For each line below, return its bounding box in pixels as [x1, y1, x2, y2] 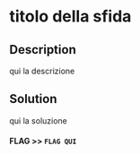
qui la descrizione [9, 65, 75, 76]
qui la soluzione [9, 115, 67, 126]
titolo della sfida [9, 6, 132, 27]
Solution [9, 91, 57, 107]
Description [9, 42, 76, 57]
